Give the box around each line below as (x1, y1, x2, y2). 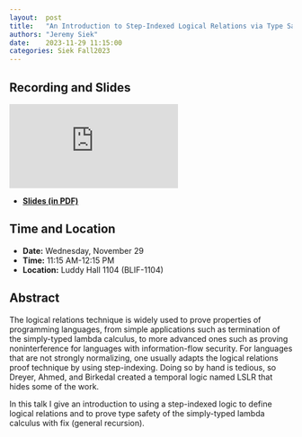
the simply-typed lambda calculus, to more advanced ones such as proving (9, 333, 289, 344)
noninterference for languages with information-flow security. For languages (9, 343, 293, 354)
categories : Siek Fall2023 (9, 47, 111, 56)
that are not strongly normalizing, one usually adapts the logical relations (9, 352, 279, 363)
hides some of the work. (9, 380, 100, 391)
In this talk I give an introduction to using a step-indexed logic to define (9, 398, 272, 409)
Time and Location (9, 222, 116, 237)
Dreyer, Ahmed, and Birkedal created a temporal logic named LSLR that (9, 371, 273, 382)
